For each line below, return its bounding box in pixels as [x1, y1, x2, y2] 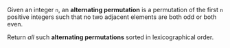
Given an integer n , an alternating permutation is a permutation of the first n [7, 6, 223, 14]
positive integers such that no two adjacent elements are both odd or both [7, 13, 217, 21]
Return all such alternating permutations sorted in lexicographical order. [7, 33, 214, 41]
